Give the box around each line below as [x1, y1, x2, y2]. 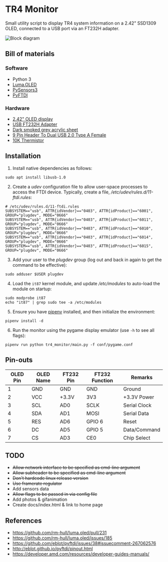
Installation [5, 152, 41, 160]
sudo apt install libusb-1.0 [5, 174, 66, 180]
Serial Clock [123, 402, 151, 409]
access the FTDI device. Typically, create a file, [12, 189, 110, 195]
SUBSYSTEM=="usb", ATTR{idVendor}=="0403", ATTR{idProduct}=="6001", [5, 208, 153, 214]
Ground [123, 385, 141, 392]
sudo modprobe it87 [5, 295, 46, 300]
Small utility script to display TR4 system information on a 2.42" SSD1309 [5, 20, 156, 26]
